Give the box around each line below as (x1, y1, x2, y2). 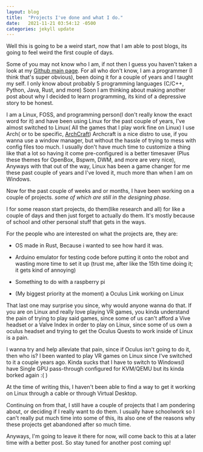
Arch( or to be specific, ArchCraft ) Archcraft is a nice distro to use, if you (6, 130, 188, 138)
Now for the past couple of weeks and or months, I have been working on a (6, 187, 195, 195)
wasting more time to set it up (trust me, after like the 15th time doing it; (15, 260, 193, 268)
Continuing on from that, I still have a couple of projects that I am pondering (6, 402, 195, 409)
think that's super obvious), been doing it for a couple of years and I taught (6, 73, 194, 81)
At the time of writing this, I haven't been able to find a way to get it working (6, 383, 196, 391)
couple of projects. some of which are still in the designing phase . (6, 194, 171, 201)
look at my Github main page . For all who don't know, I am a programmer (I (6, 67, 193, 75)
